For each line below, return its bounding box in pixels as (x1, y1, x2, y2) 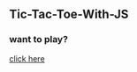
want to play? (9, 33, 69, 46)
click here (9, 53, 46, 64)
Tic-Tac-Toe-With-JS (9, 7, 129, 22)
